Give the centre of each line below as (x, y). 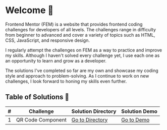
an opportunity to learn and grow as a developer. (56, 60)
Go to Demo (135, 119)
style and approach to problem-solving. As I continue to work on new (77, 76)
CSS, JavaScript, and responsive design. (47, 40)
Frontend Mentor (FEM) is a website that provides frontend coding (74, 24)
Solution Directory (94, 111)
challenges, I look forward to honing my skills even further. (66, 81)
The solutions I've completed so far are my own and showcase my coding (82, 71)
